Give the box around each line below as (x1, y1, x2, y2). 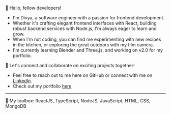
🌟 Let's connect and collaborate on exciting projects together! (5, 63, 135, 68)
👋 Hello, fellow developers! (5, 5, 62, 11)
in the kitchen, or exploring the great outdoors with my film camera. (12, 42, 154, 48)
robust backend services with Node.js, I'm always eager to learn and (12, 25, 157, 32)
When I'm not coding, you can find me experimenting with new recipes (12, 36, 161, 42)
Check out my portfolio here (12, 83, 72, 89)
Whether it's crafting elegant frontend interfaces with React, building (12, 20, 157, 26)
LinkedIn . (12, 78, 32, 83)
